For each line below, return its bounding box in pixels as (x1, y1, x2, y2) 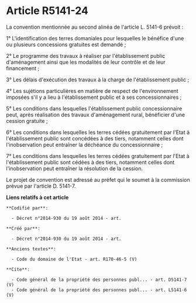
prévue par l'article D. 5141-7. (6, 183, 76, 190)
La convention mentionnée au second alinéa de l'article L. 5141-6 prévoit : (6, 23, 184, 30)
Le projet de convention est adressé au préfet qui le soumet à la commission (6, 176, 190, 183)
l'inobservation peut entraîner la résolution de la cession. (6, 165, 143, 172)
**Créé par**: (6, 225, 41, 232)
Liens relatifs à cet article (6, 194, 69, 201)
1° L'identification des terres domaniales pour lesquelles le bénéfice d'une (6, 35, 184, 42)
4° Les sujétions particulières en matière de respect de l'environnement (6, 87, 178, 94)
